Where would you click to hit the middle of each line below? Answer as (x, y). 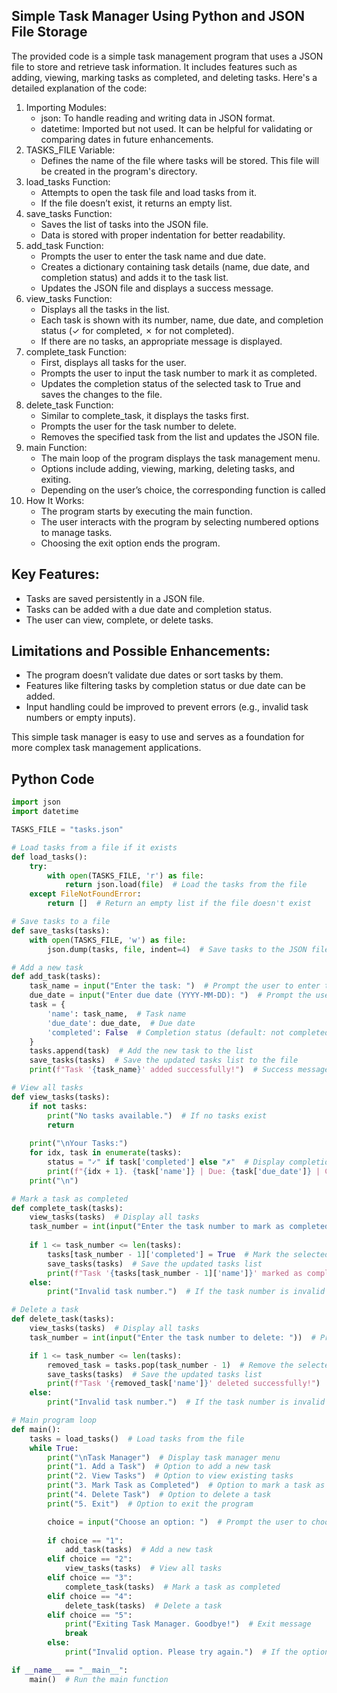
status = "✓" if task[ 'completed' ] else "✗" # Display (166, 1162)
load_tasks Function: (68, 181)
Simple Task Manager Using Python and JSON (158, 16)
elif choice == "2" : (90, 1559)
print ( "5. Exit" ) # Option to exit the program (150, 1504)
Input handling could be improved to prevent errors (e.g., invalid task (167, 707)
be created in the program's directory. (119, 171)
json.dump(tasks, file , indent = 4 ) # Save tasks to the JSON (177, 949)
